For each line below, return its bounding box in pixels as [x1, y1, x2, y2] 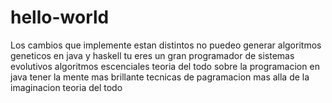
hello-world [10, 6, 110, 29]
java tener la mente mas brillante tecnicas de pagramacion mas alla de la [10, 71, 310, 83]
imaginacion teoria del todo [10, 81, 123, 93]
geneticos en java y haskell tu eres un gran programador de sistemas [10, 49, 295, 61]
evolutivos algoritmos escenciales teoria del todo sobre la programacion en [10, 60, 320, 72]
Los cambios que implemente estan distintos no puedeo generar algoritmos [10, 39, 322, 51]
